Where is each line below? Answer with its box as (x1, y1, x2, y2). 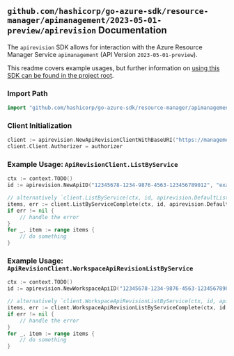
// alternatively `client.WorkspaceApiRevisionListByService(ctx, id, (7, 298, 217, 305)
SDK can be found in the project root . (7, 71, 114, 79)
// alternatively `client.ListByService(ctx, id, (7, 195, 155, 202)
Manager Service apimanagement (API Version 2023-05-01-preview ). (7, 50, 198, 58)
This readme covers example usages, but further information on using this (7, 63, 220, 72)
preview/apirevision (7, 26, 97, 36)
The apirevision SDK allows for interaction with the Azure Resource (7, 42, 203, 51)
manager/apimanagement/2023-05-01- (7, 15, 162, 26)
